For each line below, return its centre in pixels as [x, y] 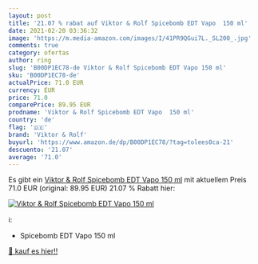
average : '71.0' [35, 157]
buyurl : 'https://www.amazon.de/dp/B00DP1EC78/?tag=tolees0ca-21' [121, 142]
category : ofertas [39, 53]
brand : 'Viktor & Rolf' [48, 134]
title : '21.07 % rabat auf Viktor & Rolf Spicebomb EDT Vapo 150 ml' [128, 23]
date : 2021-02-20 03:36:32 [53, 30]
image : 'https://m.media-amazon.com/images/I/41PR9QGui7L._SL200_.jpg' [130, 38]
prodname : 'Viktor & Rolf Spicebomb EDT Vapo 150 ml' [101, 113]
